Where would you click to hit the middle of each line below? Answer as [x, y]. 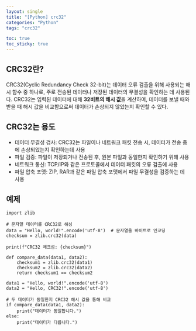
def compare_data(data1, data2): [47, 258]
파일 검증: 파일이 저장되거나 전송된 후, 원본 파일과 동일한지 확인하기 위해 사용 [102, 157]
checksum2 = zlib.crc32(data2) [55, 268]
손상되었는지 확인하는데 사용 [53, 149]
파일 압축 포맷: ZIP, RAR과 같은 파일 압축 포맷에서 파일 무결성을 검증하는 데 [100, 172]
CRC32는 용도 [31, 127]
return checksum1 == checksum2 [55, 273]
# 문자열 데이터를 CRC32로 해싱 [39, 225]
